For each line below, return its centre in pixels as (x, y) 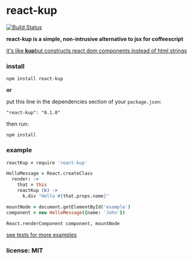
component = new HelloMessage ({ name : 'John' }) (66, 213)
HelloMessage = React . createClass (50, 174)
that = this (32, 185)
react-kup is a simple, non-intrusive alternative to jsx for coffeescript (95, 39)
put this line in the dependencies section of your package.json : (84, 102)
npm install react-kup (35, 79)
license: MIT (25, 251)
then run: (17, 124)
